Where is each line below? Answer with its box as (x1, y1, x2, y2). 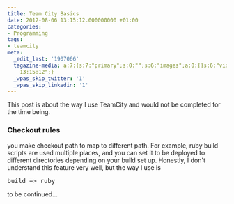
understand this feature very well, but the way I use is (7, 163, 162, 171)
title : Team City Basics (7, 10, 79, 17)
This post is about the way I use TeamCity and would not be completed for (7, 100, 221, 109)
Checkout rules (7, 125, 61, 135)
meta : (7, 49, 23, 56)
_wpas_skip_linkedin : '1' (13, 81, 89, 88)
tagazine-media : (13, 62, 61, 69)
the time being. (7, 108, 51, 116)
